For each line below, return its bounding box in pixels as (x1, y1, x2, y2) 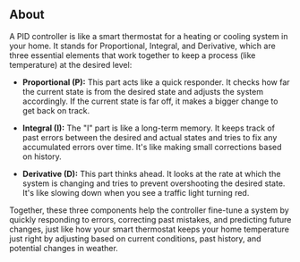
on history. (21, 151, 63, 162)
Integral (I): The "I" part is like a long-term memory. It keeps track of (21, 123, 276, 133)
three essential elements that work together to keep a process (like (9, 49, 256, 61)
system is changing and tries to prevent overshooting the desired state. (21, 178, 286, 189)
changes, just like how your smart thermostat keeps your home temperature (9, 224, 289, 234)
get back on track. (21, 105, 90, 115)
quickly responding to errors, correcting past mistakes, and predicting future (9, 214, 292, 224)
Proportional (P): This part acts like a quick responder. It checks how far (21, 76, 290, 88)
